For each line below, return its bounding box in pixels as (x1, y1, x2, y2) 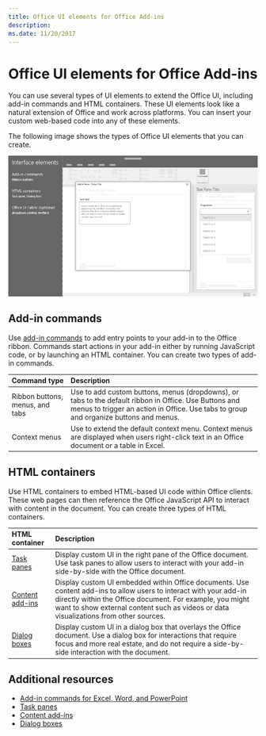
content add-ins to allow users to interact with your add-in (55, 585, 247, 595)
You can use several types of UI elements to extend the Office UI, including (8, 91, 253, 101)
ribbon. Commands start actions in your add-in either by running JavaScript (8, 341, 256, 351)
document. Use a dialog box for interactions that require (55, 631, 237, 640)
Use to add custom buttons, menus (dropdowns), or (70, 387, 239, 397)
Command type (11, 376, 64, 385)
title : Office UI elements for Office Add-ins (8, 13, 165, 21)
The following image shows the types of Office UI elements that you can (8, 132, 244, 141)
